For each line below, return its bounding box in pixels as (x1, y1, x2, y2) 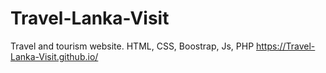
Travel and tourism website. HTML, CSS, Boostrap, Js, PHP (10, 40, 255, 52)
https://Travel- (256, 40, 316, 52)
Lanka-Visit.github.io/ (10, 50, 99, 62)
